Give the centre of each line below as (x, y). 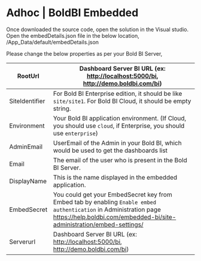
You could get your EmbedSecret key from (112, 195)
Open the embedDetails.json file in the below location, (73, 35)
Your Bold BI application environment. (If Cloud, (120, 118)
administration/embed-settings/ (98, 224)
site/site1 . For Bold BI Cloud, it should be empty (122, 101)
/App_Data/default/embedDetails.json (53, 42)
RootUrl (28, 76)
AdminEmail (26, 147)
